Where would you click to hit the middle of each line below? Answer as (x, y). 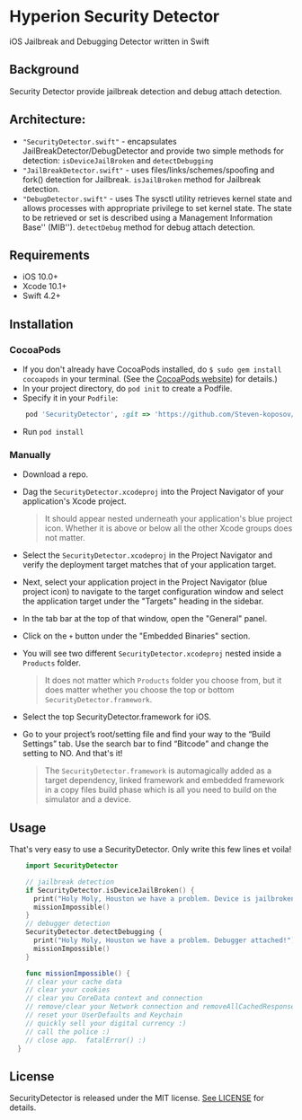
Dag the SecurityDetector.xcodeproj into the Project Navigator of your (153, 492)
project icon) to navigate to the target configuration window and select (153, 592)
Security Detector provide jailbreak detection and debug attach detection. (146, 91)
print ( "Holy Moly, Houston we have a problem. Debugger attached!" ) (164, 940)
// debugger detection (68, 924)
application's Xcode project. (75, 501)
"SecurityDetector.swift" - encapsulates (99, 141)
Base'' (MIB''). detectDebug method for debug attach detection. (139, 227)
